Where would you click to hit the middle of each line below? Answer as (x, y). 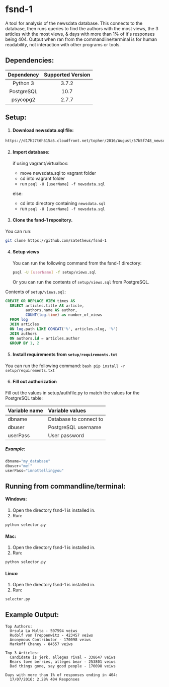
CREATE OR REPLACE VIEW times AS (40, 301)
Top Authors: (19, 626)
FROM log (19, 320)
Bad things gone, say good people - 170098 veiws (63, 666)
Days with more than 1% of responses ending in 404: (62, 675)
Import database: (31, 152)
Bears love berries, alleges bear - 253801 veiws (63, 662)
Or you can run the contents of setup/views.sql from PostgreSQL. (81, 282)
